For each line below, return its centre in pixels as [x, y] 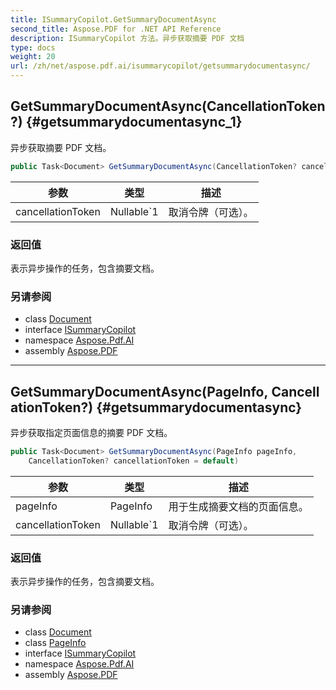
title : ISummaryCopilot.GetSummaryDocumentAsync [113, 19]
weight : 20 [33, 57]
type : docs [33, 47]
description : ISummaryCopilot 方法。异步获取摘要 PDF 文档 [127, 38]
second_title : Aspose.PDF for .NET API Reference [116, 29]
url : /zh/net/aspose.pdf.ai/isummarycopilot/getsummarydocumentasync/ [160, 66]
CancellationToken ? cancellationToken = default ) [134, 461]
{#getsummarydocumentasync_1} [134, 122]
